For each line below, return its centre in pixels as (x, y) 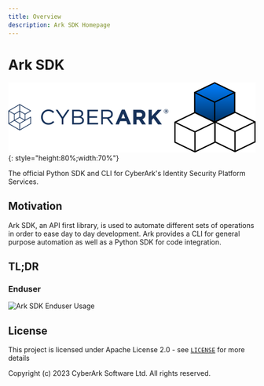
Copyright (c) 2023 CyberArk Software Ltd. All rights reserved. (110, 373)
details (19, 358)
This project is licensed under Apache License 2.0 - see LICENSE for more (126, 350)
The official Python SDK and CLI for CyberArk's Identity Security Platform (127, 173)
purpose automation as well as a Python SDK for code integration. (115, 242)
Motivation (35, 206)
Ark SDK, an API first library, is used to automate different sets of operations (131, 225)
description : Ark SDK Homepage (59, 25)
